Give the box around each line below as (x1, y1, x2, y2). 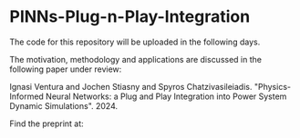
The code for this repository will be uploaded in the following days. (9, 36, 261, 47)
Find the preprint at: (9, 118, 84, 129)
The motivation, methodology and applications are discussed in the (9, 54, 263, 64)
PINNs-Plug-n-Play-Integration (9, 6, 251, 27)
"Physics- (253, 81, 292, 92)
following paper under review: (9, 64, 122, 74)
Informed (9, 91, 44, 102)
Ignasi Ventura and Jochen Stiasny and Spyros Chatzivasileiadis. (9, 81, 253, 92)
